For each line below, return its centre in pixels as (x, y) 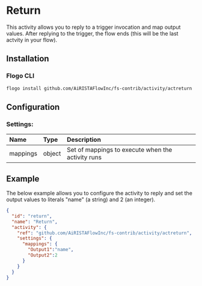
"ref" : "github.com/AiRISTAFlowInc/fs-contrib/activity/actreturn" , (105, 233)
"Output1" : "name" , (51, 250)
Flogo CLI (20, 76)
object (52, 154)
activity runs (84, 157)
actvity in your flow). (32, 40)
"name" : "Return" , (35, 222)
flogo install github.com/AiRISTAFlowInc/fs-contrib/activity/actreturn (99, 88)
